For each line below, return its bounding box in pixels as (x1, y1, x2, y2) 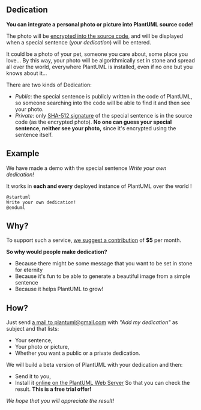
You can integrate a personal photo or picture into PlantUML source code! (6, 20, 193, 28)
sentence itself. (14, 131, 53, 138)
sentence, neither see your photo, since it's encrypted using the (14, 124, 176, 131)
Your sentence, (14, 337, 53, 344)
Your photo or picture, (14, 343, 70, 351)
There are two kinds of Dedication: (6, 81, 92, 88)
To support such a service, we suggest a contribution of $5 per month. (6, 237, 182, 244)
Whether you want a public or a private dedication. (14, 349, 140, 357)
